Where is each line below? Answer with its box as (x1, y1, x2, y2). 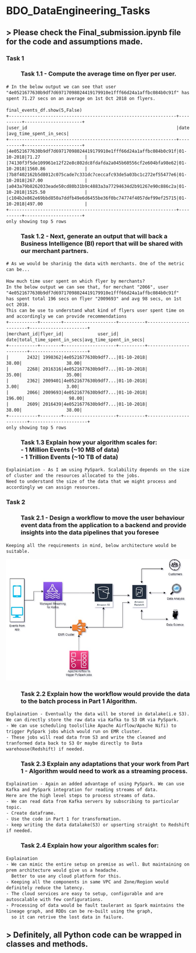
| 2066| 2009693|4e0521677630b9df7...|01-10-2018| (6, 390, 148, 396)
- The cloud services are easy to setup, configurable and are (6, 890, 164, 897)
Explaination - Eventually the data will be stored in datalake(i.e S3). (6, 711, 190, 717)
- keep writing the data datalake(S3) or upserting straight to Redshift (6, 822, 190, 828)
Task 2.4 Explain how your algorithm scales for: (20, 842, 159, 850)
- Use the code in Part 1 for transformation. (6, 816, 122, 822)
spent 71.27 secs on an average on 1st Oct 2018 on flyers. (6, 95, 156, 101)
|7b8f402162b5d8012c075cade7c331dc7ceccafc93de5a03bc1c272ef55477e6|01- (6, 172, 187, 177)
